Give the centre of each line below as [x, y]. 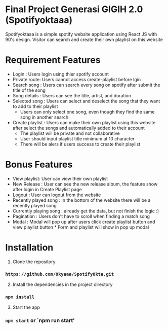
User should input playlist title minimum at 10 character [77, 138]
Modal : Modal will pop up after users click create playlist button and [84, 222]
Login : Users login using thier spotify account [60, 74]
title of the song [29, 90]
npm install [20, 297]
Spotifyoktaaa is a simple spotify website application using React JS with [81, 34]
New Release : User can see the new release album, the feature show [85, 184]
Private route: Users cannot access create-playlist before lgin [76, 79]
